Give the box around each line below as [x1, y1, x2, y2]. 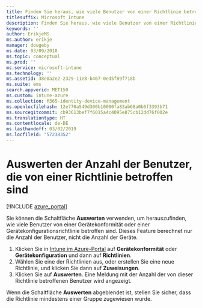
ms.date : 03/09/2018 [6, 48, 58, 54]
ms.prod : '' [6, 59, 36, 65]
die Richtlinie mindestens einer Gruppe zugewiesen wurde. [6, 295, 152, 302]
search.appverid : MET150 [6, 87, 69, 93]
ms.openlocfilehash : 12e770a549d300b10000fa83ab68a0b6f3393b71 [6, 103, 168, 110]
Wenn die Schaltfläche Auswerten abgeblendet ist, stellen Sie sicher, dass [6, 289, 191, 296]
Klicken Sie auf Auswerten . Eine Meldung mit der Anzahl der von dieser [14, 271, 194, 278]
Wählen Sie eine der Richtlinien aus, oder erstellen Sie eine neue [14, 258, 174, 265]
